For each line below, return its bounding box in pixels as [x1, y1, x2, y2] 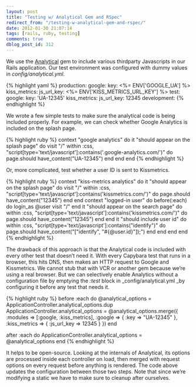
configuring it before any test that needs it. [6, 283, 110, 290]
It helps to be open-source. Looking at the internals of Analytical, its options [6, 349, 190, 356]
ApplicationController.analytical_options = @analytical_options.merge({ [6, 307, 178, 314]
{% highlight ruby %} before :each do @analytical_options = [6, 295, 152, 302]
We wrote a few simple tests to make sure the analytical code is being [6, 112, 175, 119]
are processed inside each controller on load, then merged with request [6, 355, 180, 362]
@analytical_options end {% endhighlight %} [6, 337, 115, 344]
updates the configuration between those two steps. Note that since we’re [6, 368, 186, 375]
